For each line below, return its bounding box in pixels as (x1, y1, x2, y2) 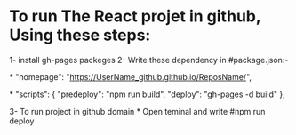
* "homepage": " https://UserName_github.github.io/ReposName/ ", (9, 71, 252, 82)
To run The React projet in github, (9, 6, 261, 27)
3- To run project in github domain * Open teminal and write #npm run (9, 106, 266, 116)
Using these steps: (9, 25, 151, 45)
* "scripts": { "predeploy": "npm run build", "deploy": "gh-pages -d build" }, (9, 89, 286, 99)
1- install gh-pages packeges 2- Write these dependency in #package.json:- (9, 54, 289, 65)
